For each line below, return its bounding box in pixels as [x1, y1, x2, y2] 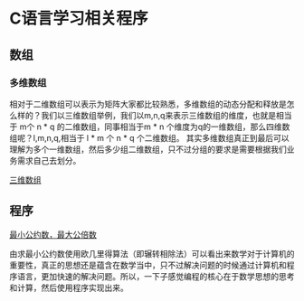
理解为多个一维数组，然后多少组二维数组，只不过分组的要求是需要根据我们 [9, 144, 287, 155]
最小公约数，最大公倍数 [9, 229, 97, 240]
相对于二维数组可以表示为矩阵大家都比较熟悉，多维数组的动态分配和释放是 [9, 99, 287, 109]
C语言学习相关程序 [9, 8, 148, 29]
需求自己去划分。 [16, 155, 81, 165]
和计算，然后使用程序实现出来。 [9, 282, 128, 293]
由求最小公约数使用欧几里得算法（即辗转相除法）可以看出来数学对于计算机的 [9, 248, 295, 259]
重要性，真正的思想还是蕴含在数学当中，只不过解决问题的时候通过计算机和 [9, 259, 287, 270]
